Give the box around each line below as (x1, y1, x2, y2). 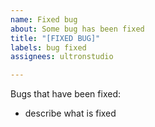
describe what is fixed (24, 107, 117, 120)
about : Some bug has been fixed (10, 24, 145, 34)
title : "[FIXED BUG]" (10, 33, 101, 43)
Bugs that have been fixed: (10, 88, 121, 100)
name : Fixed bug (10, 14, 78, 25)
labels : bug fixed (10, 42, 87, 53)
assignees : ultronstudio (10, 52, 114, 62)
